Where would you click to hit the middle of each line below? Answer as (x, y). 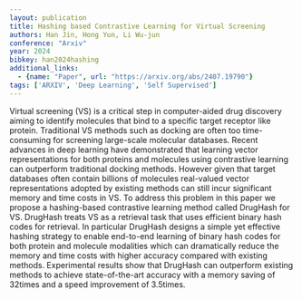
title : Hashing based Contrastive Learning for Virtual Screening (137, 26)
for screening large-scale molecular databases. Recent (156, 140)
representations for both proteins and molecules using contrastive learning (149, 159)
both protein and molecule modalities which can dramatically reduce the (144, 246)
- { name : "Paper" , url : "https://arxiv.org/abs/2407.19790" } (136, 77)
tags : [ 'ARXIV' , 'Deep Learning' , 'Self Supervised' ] (113, 85)
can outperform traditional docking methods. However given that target (143, 169)
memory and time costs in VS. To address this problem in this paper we (143, 198)
